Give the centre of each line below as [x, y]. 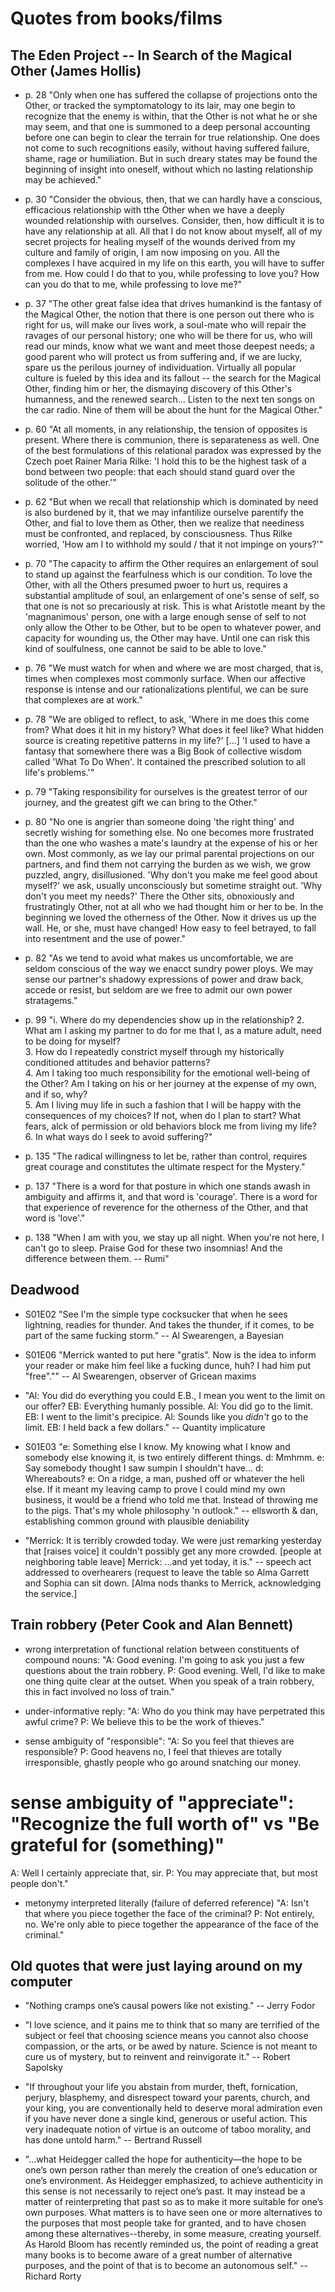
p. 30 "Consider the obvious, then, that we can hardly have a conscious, [173, 199]
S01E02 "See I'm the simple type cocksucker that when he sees [156, 1314]
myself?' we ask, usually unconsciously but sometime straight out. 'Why [173, 885]
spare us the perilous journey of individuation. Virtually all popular [160, 367]
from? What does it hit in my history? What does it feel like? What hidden [174, 730]
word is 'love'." [55, 1218]
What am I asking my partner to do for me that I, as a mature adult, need [173, 1030]
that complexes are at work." [83, 700]
